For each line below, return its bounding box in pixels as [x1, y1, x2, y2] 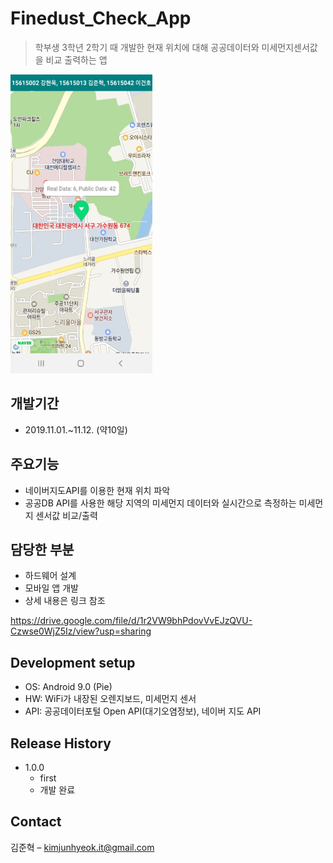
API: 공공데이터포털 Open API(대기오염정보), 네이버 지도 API [24, 705, 262, 717]
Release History [10, 735, 112, 752]
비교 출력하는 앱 [45, 53, 108, 66]
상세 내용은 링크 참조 [24, 595, 106, 607]
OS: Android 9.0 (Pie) [24, 681, 113, 693]
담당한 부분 [10, 541, 75, 558]
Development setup [10, 654, 136, 671]
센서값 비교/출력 [35, 509, 98, 521]
